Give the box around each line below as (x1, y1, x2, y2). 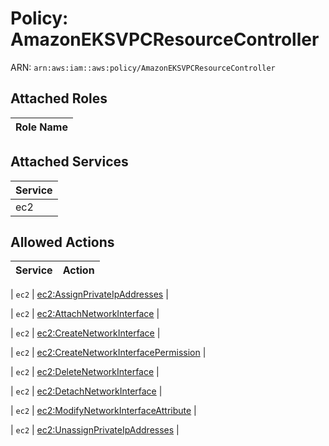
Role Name (15, 120, 68, 134)
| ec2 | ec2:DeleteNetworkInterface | (10, 366, 160, 378)
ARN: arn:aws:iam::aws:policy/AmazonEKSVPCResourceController (10, 61, 276, 73)
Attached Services (10, 153, 129, 171)
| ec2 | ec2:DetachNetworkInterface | (10, 385, 163, 397)
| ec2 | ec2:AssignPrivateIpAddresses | (10, 288, 169, 301)
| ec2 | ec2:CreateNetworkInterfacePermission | (10, 347, 207, 359)
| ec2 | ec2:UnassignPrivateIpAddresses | (10, 424, 180, 436)
